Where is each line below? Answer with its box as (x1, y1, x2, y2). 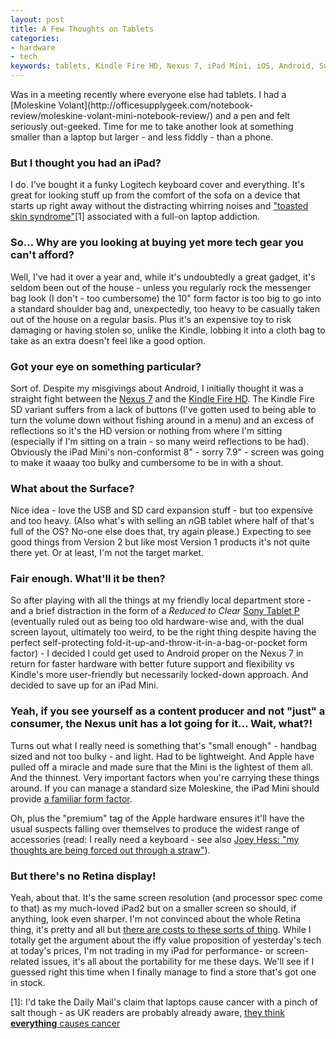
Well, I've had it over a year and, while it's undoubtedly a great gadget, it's (10, 271, 316, 283)
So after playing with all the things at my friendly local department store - (10, 594, 312, 606)
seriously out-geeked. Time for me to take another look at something (10, 121, 294, 132)
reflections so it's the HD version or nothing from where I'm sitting (10, 424, 283, 436)
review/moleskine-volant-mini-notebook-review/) (10, 110, 213, 121)
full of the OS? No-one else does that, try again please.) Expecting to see (10, 526, 312, 538)
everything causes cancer (10, 1017, 121, 1030)
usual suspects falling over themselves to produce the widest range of (10, 822, 300, 835)
